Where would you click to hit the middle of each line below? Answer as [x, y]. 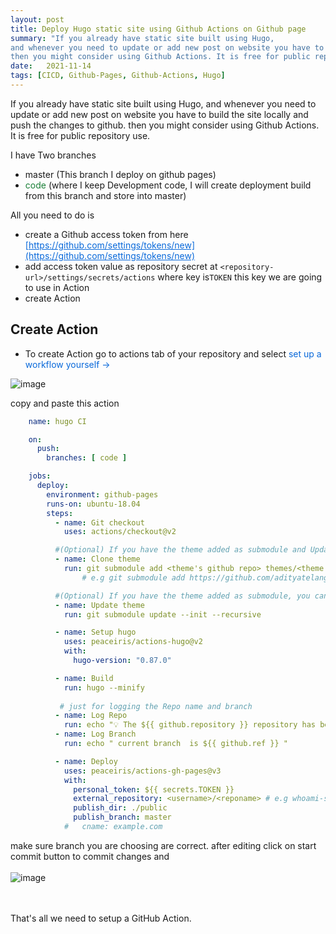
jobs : [40, 476]
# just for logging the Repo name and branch [156, 706]
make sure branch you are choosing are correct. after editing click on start [163, 845]
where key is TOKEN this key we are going [240, 277]
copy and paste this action [65, 403]
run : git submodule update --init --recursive [162, 614]
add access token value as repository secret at [121, 266]
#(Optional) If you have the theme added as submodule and [180, 550]
